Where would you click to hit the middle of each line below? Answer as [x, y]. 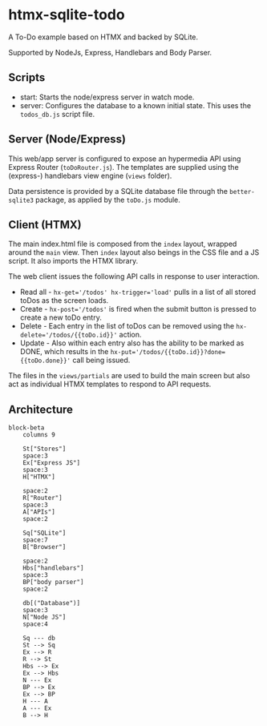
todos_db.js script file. [57, 114]
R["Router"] [42, 498]
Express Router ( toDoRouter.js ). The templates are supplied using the [123, 167]
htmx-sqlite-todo [67, 15]
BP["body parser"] [53, 583]
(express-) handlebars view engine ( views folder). [90, 175]
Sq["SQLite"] [44, 533]
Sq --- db [39, 639]
